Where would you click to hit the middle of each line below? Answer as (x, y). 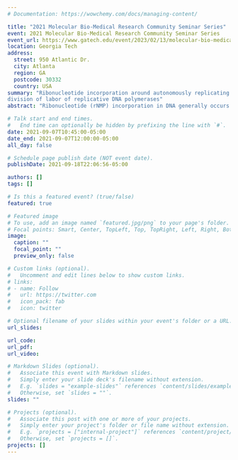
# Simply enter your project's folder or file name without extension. (119, 426)
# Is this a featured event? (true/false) (71, 197)
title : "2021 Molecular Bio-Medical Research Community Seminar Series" (117, 27)
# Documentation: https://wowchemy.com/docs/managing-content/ (103, 14)
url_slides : (25, 327)
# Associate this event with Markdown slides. (80, 373)
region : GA (30, 73)
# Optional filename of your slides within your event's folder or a (112, 321)
